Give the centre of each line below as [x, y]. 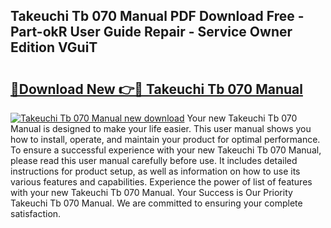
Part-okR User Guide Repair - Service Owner [151, 32]
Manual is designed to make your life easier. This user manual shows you [161, 128]
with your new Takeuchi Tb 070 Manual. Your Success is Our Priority [151, 192]
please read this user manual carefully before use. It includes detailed [154, 160]
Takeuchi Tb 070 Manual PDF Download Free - [157, 16]
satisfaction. [36, 213]
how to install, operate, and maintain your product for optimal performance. [165, 139]
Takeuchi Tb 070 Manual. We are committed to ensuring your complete [156, 203]
